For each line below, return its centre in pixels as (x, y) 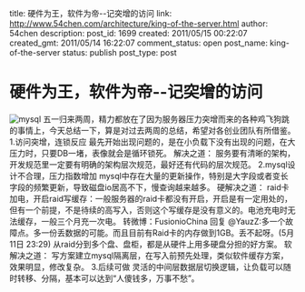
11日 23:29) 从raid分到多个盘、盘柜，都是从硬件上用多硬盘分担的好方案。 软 (151, 244)
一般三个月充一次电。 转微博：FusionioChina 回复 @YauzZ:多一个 (163, 221)
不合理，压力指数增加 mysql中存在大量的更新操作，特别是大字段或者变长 (152, 176)
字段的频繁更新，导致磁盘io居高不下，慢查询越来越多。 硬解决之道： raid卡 (149, 187)
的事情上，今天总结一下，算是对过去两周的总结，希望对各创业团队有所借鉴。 (152, 130)
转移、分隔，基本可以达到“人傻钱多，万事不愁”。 (108, 278)
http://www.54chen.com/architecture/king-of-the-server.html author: (139, 24)
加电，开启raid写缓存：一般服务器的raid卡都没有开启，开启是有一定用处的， (151, 198)
